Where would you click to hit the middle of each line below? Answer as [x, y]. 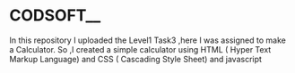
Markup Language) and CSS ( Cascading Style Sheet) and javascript [136, 59]
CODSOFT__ [55, 16]
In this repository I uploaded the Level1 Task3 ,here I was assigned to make [148, 40]
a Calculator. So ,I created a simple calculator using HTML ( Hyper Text [140, 49]
